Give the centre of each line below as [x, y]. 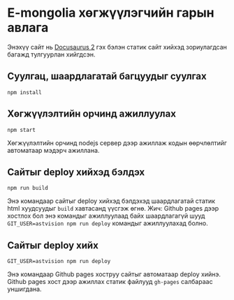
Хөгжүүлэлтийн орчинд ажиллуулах [92, 114]
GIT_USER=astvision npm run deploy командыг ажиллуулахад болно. [108, 223]
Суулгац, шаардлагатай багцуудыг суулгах [107, 76]
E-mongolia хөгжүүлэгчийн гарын [111, 13]
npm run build [28, 188]
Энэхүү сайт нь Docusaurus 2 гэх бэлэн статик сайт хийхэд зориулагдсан [117, 47]
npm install [24, 92]
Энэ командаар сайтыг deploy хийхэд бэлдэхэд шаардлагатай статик [111, 201]
